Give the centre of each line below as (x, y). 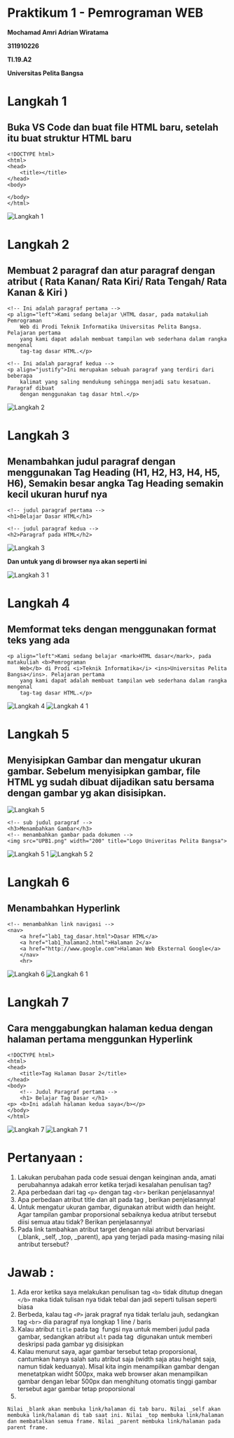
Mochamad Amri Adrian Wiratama (58, 32)
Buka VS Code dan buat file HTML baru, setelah (113, 127)
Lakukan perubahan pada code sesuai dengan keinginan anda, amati (117, 1177)
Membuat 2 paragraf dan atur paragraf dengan (111, 270)
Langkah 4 (39, 603)
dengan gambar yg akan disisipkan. (87, 793)
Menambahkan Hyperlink (64, 908)
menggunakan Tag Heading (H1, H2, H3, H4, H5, (114, 472)
